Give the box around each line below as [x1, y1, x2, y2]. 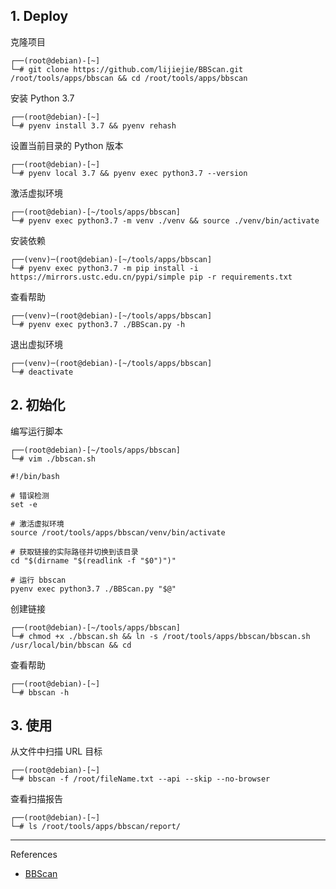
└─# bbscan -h [10, 687, 70, 698]
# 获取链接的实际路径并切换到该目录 [10, 547, 139, 557]
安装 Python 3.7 [10, 92, 75, 104]
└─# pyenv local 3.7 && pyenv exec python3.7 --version [10, 168, 248, 178]
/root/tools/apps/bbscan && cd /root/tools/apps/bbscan [10, 73, 248, 83]
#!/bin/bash [10, 471, 60, 481]
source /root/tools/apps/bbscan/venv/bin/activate [10, 527, 226, 538]
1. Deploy [10, 8, 69, 25]
